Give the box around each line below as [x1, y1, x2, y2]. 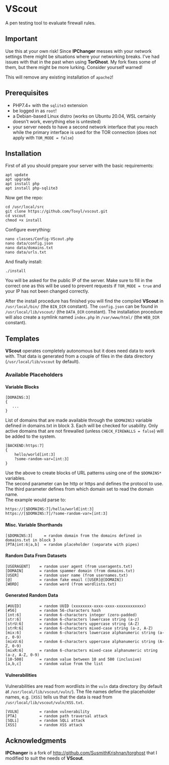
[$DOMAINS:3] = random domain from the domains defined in [5, 533, 142, 538]
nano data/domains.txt [5, 246, 53, 251]
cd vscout [5, 214, 26, 219]
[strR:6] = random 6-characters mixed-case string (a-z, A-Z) [5, 625, 153, 631]
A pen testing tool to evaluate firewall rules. [5, 20, 96, 26]
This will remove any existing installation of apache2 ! [5, 74, 114, 80]
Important [5, 34, 38, 43]
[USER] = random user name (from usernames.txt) [5, 573, 128, 578]
